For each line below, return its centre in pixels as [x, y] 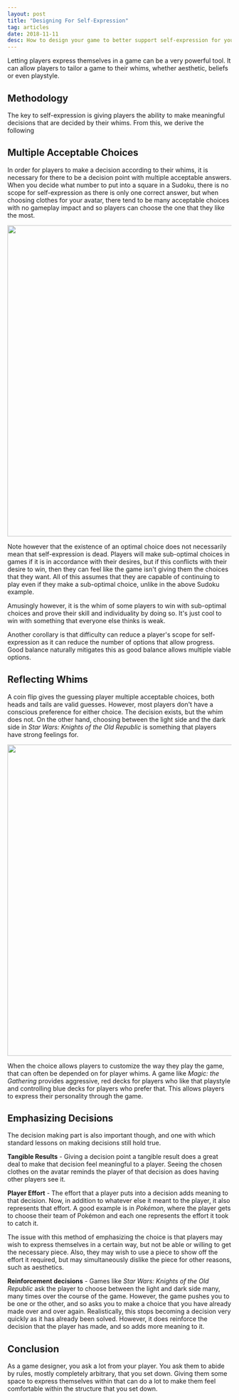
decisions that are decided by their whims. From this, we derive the [106, 122]
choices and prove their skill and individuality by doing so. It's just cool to [115, 613]
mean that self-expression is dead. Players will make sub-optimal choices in [118, 554]
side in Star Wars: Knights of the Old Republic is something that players [112, 727]
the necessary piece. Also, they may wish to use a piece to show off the [113, 1252]
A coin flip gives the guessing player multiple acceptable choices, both [111, 696]
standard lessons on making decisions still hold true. [84, 1143]
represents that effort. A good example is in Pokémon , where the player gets [119, 1208]
